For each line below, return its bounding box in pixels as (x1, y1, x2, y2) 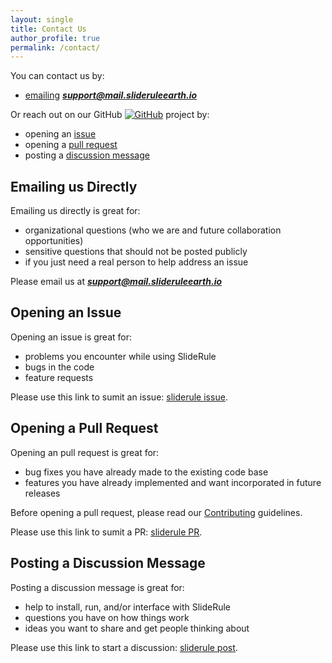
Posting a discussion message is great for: (10, 581, 185, 593)
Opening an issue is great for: (10, 331, 133, 343)
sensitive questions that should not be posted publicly (24, 246, 248, 258)
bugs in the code (24, 361, 95, 373)
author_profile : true (10, 33, 101, 43)
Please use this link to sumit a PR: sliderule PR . (10, 526, 203, 538)
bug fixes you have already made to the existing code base (24, 466, 269, 478)
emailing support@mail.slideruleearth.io (24, 89, 198, 101)
